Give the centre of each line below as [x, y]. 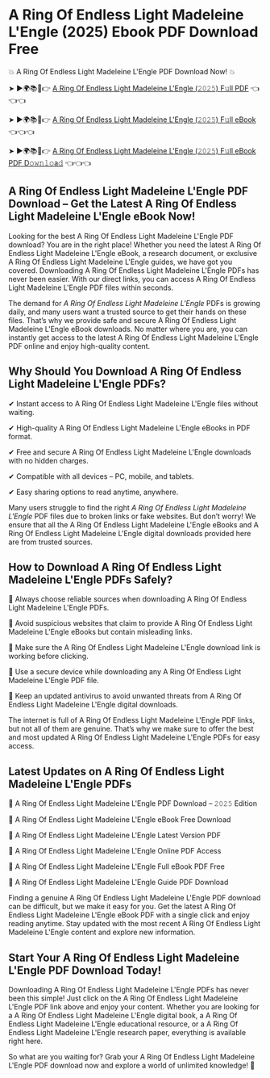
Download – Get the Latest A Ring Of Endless [123, 204]
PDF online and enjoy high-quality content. [79, 346]
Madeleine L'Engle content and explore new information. [102, 932]
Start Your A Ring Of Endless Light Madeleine [124, 957]
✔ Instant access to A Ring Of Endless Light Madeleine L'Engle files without [133, 403]
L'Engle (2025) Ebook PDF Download [133, 32]
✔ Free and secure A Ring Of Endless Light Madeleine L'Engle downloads [130, 452]
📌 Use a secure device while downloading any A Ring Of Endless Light [125, 672]
